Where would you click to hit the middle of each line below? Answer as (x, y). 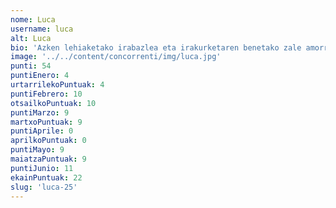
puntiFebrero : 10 (46, 94)
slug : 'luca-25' (44, 187)
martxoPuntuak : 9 (46, 122)
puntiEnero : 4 (40, 76)
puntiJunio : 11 (42, 168)
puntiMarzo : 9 (40, 112)
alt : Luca (31, 38)
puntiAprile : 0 (42, 131)
